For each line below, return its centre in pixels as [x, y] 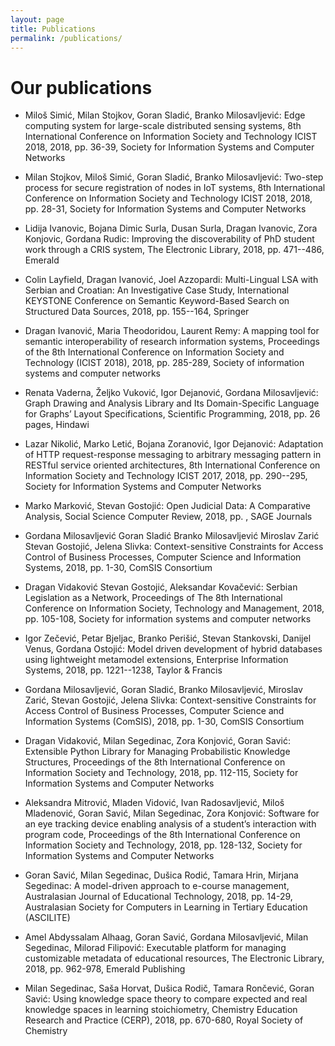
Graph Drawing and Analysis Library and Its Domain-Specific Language [172, 403]
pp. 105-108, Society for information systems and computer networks [168, 619]
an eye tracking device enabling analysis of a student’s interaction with [170, 824]
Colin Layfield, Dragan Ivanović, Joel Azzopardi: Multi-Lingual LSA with [171, 280]
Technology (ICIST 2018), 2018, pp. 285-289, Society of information [164, 363]
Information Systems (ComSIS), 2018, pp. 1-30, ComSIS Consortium [164, 722]
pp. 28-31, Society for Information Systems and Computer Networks [165, 209]
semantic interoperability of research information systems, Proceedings [172, 342]
